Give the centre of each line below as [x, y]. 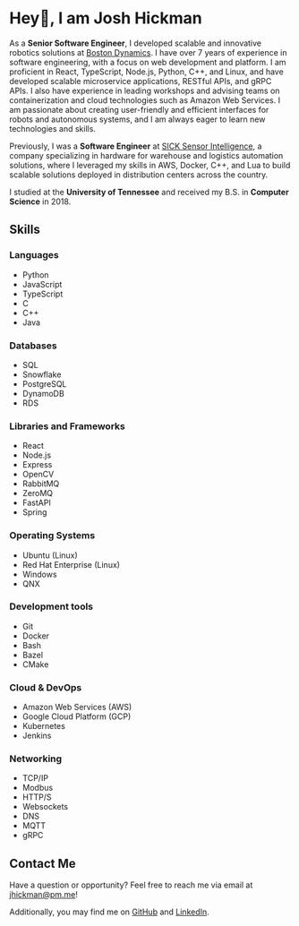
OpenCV [38, 475]
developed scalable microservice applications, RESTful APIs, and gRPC [141, 81]
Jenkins [37, 736]
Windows [39, 574]
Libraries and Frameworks [67, 426]
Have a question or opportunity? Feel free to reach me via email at [131, 885]
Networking [36, 759]
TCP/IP [35, 778]
